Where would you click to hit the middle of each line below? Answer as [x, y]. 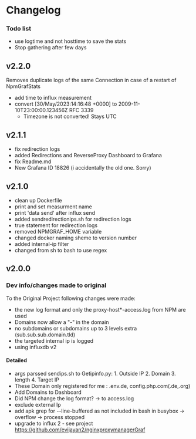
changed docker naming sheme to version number [75, 238]
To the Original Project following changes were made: [71, 298]
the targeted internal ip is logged [54, 340]
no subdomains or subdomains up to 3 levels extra [76, 328]
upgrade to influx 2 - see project [54, 423]
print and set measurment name [53, 207]
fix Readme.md [33, 161]
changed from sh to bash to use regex [61, 250]
